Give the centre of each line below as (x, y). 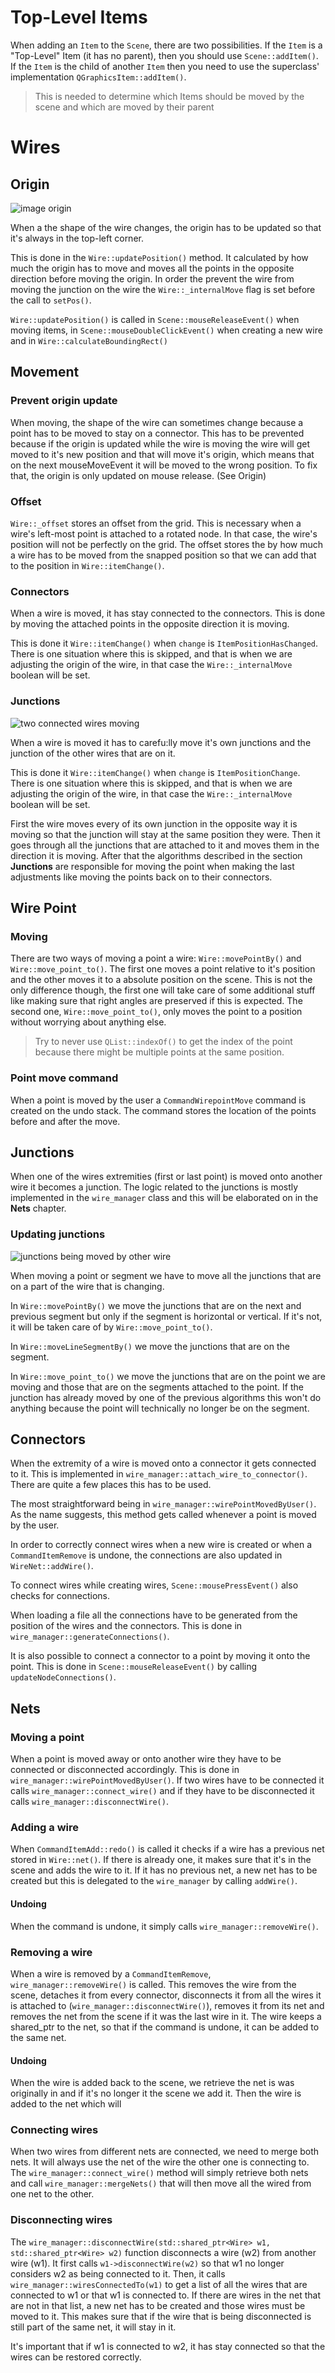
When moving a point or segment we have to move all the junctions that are (166, 1275)
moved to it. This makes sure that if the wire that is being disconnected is (161, 2316)
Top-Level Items (79, 17)
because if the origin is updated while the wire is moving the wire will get (160, 443)
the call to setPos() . (51, 300)
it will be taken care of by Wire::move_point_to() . (111, 1327)
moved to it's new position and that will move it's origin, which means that (162, 454)
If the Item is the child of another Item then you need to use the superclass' (165, 66)
